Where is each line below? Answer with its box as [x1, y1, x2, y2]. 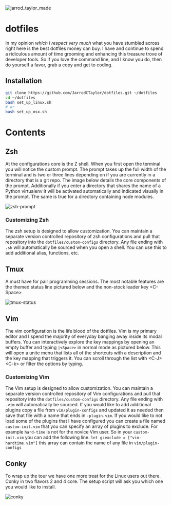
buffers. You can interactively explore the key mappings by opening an [5, 339, 155, 345]
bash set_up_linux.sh [5, 100, 52, 105]
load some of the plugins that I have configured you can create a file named [5, 418, 166, 424]
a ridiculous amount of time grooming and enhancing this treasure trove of [5, 50, 163, 57]
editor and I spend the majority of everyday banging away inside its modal [5, 333, 162, 339]
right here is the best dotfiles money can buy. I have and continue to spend [5, 45, 164, 51]
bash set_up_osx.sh [5, 110, 47, 115]
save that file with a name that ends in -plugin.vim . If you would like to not [5, 412, 163, 419]
